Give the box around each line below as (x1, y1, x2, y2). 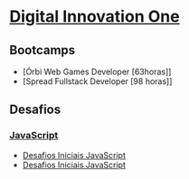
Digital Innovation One (9, 6, 180, 27)
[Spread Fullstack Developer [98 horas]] (22, 76, 173, 87)
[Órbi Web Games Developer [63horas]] (22, 66, 172, 77)
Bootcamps (9, 42, 76, 58)
